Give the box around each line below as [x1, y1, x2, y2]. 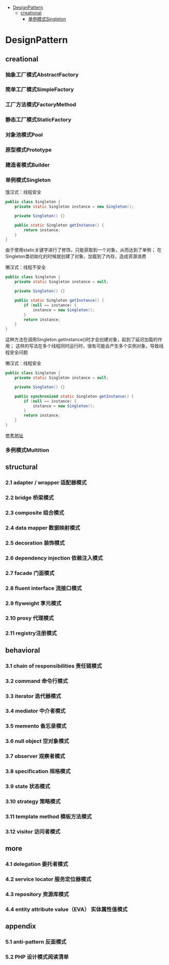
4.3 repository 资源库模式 [5, 891, 69, 898]
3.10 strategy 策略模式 [5, 798, 61, 805]
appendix [5, 922, 36, 931]
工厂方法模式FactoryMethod [5, 101, 76, 108]
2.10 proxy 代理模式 [5, 615, 54, 622]
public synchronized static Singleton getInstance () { [14, 394, 134, 399]
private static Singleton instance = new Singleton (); [14, 204, 134, 210]
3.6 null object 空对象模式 [5, 737, 69, 745]
